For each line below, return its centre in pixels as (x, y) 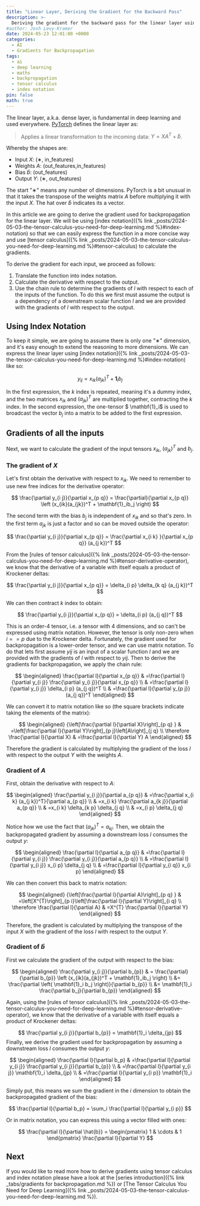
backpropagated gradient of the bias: (52, 1097)
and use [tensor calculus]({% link (47, 240)
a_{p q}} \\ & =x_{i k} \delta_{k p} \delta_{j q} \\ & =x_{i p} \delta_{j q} (100, 808)
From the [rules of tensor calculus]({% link (58, 554)
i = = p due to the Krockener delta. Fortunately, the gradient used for (91, 639)
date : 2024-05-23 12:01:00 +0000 (48, 34)
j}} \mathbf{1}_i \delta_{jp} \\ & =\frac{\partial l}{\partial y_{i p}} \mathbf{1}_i (100, 1072)
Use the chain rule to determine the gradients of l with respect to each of (104, 289)
